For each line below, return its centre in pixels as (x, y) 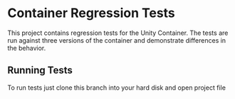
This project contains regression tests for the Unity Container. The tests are (118, 33)
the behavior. (27, 48)
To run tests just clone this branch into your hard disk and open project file (117, 88)
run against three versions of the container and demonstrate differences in (117, 40)
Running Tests (40, 70)
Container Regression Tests (92, 13)
